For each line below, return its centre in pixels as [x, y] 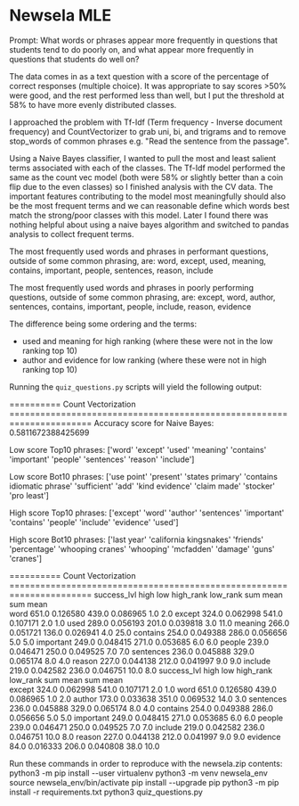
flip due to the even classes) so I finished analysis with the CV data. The [141, 186]
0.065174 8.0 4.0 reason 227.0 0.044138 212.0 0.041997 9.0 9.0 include [140, 661]
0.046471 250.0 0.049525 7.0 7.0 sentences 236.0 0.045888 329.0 [132, 651]
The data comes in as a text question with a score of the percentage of [139, 76]
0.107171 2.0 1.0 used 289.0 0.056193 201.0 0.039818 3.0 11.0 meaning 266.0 [149, 623]
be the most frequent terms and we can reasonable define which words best [149, 205]
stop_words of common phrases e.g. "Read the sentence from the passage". [149, 141]
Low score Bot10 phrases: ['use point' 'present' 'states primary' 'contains [144, 476]
